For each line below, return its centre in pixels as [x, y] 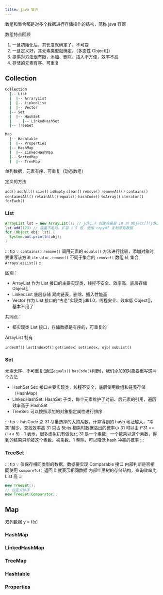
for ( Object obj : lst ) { [30, 232]
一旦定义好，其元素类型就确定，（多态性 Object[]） [62, 50]
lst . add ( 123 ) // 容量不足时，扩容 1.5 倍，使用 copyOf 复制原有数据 [69, 228]
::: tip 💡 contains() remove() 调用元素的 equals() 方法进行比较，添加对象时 [80, 251]
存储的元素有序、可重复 [35, 63]
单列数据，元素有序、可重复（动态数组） [45, 171]
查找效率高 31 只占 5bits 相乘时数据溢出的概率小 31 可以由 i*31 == [89, 428]
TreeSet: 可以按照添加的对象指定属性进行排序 [57, 412]
